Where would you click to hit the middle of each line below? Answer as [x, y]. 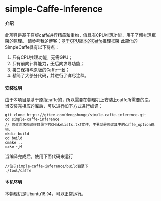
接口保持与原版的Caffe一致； [41, 70]
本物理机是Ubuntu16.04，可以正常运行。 [45, 194]
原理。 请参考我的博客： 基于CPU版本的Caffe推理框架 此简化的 [76, 41]
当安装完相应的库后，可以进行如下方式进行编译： [54, 106]
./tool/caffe [18, 171]
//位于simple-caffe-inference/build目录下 [47, 166]
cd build [14, 138]
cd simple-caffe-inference [32, 119]
